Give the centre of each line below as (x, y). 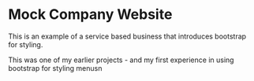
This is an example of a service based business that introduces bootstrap (127, 36)
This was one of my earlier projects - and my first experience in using (121, 60)
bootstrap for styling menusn (55, 68)
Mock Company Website (90, 15)
